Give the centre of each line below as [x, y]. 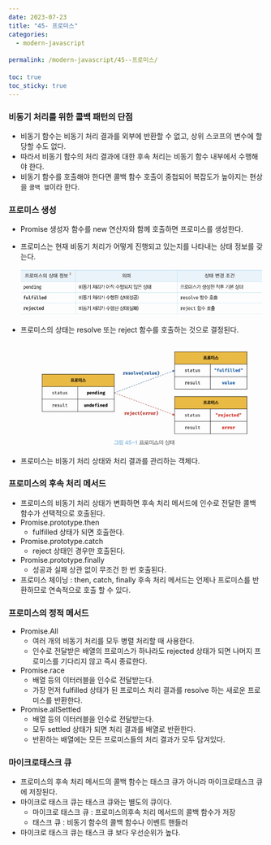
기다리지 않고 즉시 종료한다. [104, 661]
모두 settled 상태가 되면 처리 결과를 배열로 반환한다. [114, 730]
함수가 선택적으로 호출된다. [62, 513]
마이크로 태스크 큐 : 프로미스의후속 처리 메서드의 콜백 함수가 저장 [134, 812]
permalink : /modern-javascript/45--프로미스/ [83, 60]
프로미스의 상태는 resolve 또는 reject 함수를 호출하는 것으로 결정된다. [129, 329]
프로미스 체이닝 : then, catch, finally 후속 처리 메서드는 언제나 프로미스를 [135, 579]
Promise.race [42, 670]
